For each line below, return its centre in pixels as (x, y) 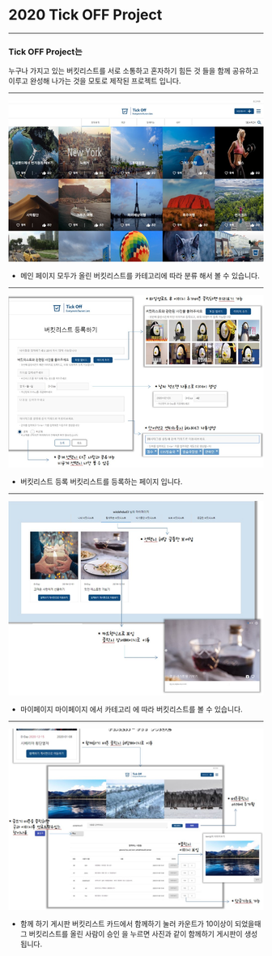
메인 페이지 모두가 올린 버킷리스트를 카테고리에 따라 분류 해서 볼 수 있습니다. (140, 275)
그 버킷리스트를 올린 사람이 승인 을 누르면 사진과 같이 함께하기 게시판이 (131, 933)
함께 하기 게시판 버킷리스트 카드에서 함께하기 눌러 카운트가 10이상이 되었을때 (140, 924)
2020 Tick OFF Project (85, 15)
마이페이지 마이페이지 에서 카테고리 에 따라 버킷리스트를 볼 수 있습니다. (131, 709)
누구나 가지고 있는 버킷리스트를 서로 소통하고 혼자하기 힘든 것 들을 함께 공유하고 (134, 71)
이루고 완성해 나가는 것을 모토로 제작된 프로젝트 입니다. (95, 81)
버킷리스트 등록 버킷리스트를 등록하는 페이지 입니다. (101, 481)
